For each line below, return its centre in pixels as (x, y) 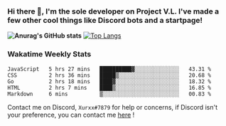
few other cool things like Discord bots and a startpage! (105, 20)
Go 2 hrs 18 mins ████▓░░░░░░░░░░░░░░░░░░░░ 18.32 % (109, 81)
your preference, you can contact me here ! (71, 115)
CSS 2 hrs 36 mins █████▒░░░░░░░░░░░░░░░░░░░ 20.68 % (109, 75)
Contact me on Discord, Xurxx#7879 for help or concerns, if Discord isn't (113, 107)
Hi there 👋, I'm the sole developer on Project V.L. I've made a (113, 11)
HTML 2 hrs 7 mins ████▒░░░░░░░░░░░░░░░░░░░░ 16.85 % (109, 88)
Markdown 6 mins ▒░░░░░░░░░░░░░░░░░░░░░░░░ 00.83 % (109, 94)
